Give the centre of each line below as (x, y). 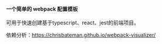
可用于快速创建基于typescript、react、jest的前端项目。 (73, 23)
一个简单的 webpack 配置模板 (42, 9)
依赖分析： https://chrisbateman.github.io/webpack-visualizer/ (81, 35)
